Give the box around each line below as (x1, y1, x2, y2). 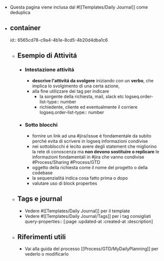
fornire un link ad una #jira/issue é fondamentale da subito (32, 132, 152, 138)
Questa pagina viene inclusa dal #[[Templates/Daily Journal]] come (9, 4, 148, 10)
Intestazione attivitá (24, 66, 75, 73)
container (9, 24, 41, 32)
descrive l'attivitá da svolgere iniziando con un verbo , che (32, 77, 154, 83)
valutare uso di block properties (32, 180, 97, 186)
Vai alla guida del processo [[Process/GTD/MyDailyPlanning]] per (24, 246, 159, 252)
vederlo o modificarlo (24, 251, 69, 257)
